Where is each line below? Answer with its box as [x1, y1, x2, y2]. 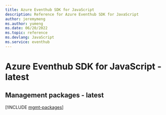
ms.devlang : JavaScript [5, 35, 55, 40]
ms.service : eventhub [5, 40, 50, 45]
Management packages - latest [5, 91, 104, 100]
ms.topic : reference [5, 30, 48, 35]
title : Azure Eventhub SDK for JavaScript [5, 7, 94, 12]
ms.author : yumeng [5, 21, 43, 26]
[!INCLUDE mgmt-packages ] [5, 104, 64, 110]
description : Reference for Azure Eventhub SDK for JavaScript [5, 12, 139, 17]
